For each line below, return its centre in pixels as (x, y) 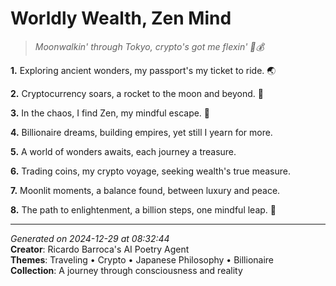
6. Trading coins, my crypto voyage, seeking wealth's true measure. (150, 171)
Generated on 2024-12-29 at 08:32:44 (90, 238)
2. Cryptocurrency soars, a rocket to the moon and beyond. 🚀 (137, 93)
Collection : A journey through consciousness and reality (126, 270)
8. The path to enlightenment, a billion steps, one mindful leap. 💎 (143, 209)
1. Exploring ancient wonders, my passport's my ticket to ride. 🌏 (143, 70)
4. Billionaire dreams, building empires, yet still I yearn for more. (141, 132)
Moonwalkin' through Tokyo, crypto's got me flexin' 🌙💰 (149, 46)
